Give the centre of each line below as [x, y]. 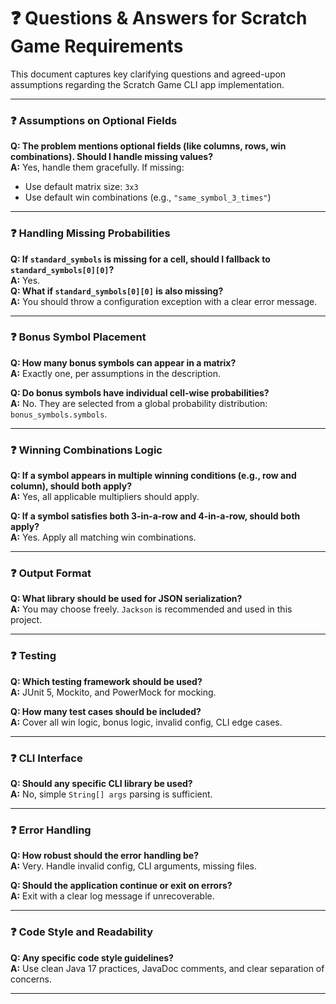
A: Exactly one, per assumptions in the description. [116, 373]
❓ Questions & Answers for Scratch [159, 18]
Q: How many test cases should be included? [106, 711]
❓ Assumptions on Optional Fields [94, 120]
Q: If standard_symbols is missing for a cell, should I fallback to [140, 259]
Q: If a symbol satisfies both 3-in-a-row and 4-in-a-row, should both [155, 516]
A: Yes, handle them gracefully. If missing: [97, 167]
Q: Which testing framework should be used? [106, 681]
